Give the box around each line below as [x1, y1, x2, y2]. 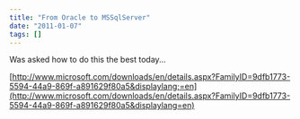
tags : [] [9, 30, 42, 38]
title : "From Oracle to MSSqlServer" [9, 13, 151, 22]
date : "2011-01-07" [9, 21, 83, 30]
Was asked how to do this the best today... [9, 55, 166, 65]
